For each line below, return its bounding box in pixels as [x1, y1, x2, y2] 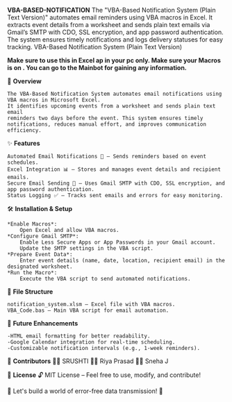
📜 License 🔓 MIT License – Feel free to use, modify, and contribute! [7, 371, 201, 379]
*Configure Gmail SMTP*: [7, 233, 79, 240]
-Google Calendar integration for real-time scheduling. [7, 339, 176, 346]
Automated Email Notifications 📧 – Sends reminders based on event [7, 153, 207, 160]
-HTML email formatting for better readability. [7, 333, 151, 340]
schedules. [7, 159, 39, 166]
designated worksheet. [7, 263, 73, 270]
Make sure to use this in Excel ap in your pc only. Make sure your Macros [7, 56, 221, 65]
